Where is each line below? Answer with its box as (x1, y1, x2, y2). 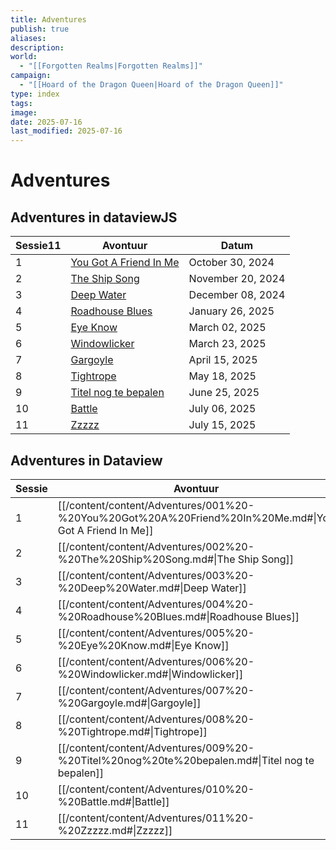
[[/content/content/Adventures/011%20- (57, 811, 255, 825)
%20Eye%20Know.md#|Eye (57, 638, 193, 652)
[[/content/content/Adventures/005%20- (57, 626, 255, 640)
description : (10, 42, 65, 53)
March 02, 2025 (188, 321, 267, 335)
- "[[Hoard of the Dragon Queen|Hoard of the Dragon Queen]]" (19, 80, 284, 90)
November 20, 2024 (188, 272, 286, 286)
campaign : (10, 71, 52, 81)
